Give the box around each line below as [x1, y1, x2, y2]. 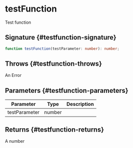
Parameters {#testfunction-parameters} [5, 86, 129, 95]
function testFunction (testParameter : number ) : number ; [5, 46, 120, 51]
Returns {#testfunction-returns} [5, 125, 105, 133]
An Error [5, 73, 22, 78]
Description [66, 101, 94, 107]
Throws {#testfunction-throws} [5, 59, 102, 68]
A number [5, 138, 25, 144]
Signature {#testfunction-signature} [5, 33, 117, 42]
